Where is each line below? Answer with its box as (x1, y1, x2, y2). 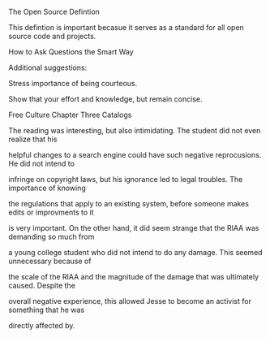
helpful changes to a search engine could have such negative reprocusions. (8, 150, 262, 159)
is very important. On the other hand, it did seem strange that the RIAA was (8, 223, 259, 232)
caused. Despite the (8, 280, 75, 290)
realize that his (8, 134, 58, 144)
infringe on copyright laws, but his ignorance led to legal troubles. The (8, 175, 243, 184)
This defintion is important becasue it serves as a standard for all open (8, 23, 245, 32)
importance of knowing (8, 183, 87, 193)
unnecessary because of (8, 256, 92, 266)
